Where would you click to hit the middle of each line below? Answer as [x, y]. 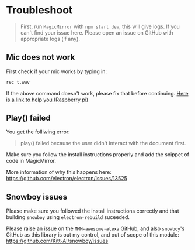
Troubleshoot [39, 10]
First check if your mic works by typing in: [56, 71]
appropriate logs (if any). [50, 39]
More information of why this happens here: [59, 172]
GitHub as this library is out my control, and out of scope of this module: [93, 235]
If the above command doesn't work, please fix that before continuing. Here [97, 93]
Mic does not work [41, 57]
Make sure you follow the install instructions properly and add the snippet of [98, 155]
